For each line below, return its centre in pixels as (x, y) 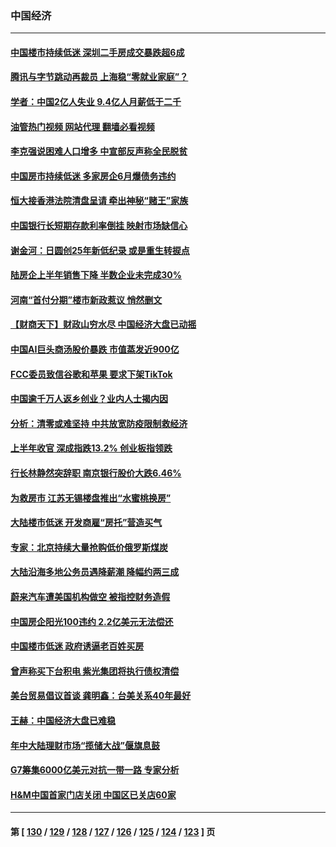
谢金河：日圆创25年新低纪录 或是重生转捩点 (100, 250)
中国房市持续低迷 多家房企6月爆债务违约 (93, 176)
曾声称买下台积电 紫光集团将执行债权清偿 (95, 671)
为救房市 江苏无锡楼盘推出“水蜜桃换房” (91, 498)
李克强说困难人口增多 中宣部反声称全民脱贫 (99, 151)
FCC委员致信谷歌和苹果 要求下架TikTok (91, 374)
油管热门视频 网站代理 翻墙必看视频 (82, 126)
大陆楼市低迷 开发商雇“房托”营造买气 (86, 523)
